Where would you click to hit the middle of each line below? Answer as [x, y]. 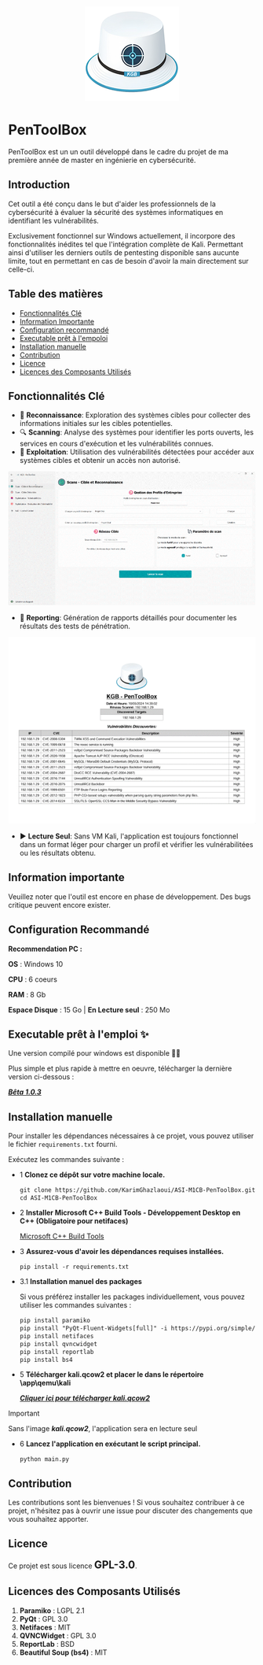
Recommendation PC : [45, 949]
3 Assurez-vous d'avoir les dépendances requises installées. [122, 1252]
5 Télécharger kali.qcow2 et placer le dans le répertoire [111, 1375]
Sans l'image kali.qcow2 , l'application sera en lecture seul [103, 1429]
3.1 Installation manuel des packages [81, 1282]
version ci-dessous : [41, 1077]
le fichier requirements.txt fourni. [63, 1145]
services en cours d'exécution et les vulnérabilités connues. [117, 444]
